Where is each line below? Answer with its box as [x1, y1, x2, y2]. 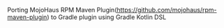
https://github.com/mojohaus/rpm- [116, 6, 217, 14]
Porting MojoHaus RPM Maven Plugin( [7, 6, 117, 14]
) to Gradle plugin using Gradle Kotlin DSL [46, 13, 167, 21]
